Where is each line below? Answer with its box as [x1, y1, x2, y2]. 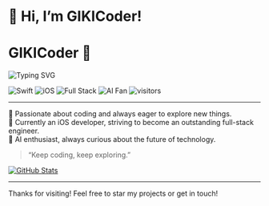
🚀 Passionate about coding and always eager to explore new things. [8, 109, 232, 119]
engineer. [8, 126, 40, 135]
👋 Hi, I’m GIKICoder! [8, 7, 143, 26]
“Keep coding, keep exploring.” [27, 150, 130, 160]
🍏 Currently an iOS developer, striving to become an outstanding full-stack [8, 118, 255, 127]
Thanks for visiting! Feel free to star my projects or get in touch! [8, 188, 219, 199]
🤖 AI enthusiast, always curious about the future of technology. [8, 135, 216, 144]
